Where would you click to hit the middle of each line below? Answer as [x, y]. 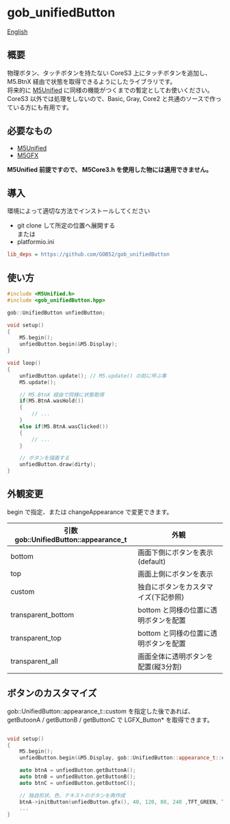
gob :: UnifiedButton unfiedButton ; [56, 313]
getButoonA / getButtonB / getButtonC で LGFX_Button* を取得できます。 [110, 720]
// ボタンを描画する [44, 458]
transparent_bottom [42, 614]
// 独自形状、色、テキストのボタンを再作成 [72, 795]
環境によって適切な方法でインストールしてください [79, 211]
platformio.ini [36, 242]
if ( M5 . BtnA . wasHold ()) [52, 401]
